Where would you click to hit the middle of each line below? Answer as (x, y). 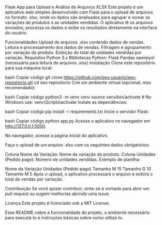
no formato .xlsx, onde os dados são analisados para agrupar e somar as (78, 17)
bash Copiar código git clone (34, 77)
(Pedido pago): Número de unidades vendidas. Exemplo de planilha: (73, 159)
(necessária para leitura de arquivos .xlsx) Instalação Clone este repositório (80, 63)
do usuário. (16, 33)
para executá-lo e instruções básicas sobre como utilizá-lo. (64, 217)
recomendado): (20, 88)
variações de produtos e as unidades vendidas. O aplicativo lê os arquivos (79, 22)
